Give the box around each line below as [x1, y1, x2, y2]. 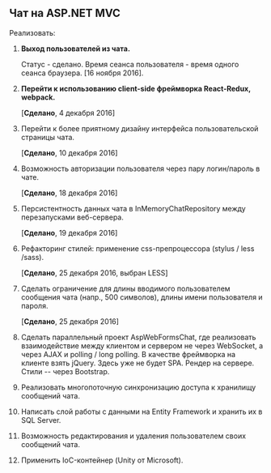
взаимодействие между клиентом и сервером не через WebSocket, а [20, 340, 264, 351]
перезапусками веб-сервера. [20, 212, 124, 222]
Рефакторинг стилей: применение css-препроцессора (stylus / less [20, 243, 255, 254]
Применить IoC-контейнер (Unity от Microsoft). [20, 455, 184, 465]
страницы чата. [20, 132, 75, 142]
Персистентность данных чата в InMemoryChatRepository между [20, 203, 246, 213]
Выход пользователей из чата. [20, 44, 130, 53]
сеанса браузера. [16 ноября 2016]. [20, 68, 144, 78]
